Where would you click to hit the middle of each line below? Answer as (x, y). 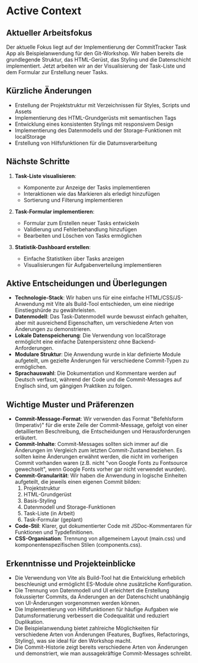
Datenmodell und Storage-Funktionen (69, 507)
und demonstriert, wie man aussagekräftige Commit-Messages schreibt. (103, 654)
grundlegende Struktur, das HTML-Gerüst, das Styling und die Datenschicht (99, 60)
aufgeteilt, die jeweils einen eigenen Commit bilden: (78, 482)
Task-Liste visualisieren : (46, 176)
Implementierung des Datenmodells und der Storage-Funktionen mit (98, 130)
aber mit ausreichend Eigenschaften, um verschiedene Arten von (94, 323)
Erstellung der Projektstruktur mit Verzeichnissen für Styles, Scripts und (102, 105)
